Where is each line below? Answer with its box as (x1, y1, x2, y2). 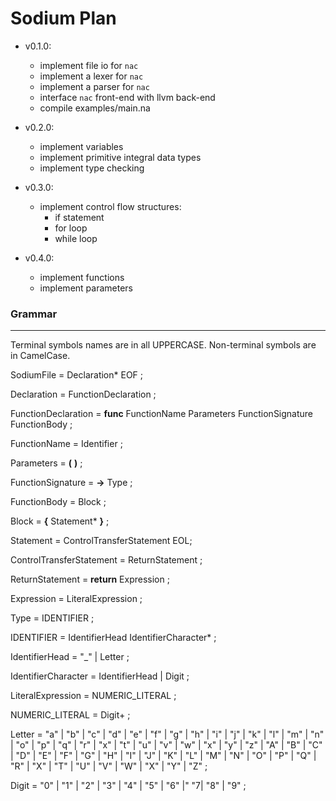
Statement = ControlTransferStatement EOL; (10, 535, 193, 547)
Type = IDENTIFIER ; (10, 612, 95, 624)
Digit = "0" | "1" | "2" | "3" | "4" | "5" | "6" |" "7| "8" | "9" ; (10, 780, 247, 792)
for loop (54, 222, 88, 234)
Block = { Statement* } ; (10, 515, 110, 527)
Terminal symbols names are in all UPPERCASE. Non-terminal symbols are (10, 339, 317, 351)
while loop (54, 232, 98, 244)
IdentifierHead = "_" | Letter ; (10, 651, 130, 663)
